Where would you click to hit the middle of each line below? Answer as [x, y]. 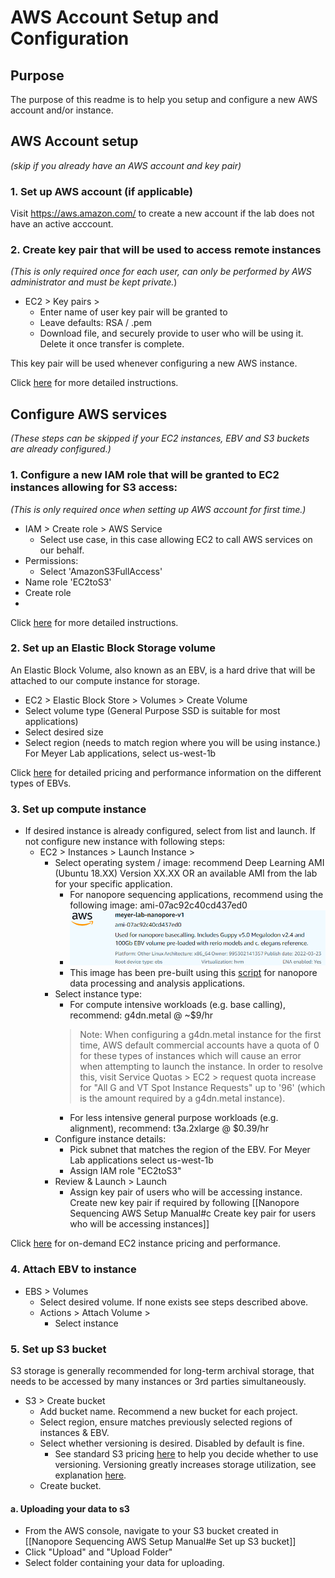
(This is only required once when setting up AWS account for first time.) [158, 509]
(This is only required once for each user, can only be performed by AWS [161, 272]
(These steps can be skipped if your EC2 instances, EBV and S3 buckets [160, 438]
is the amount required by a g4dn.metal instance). [182, 1098]
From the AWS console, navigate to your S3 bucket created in [151, 1531]
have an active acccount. [62, 224]
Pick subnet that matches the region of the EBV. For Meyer [190, 1150]
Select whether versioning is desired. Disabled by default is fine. [172, 1443]
